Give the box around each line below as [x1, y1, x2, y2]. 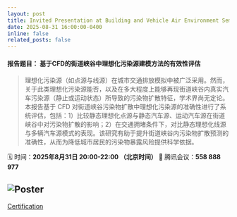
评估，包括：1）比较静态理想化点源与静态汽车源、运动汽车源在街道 [30, 111, 226, 120]
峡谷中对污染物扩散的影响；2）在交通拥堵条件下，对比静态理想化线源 [24, 120, 227, 129]
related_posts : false [7, 37, 71, 44]
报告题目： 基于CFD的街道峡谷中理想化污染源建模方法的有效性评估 [7, 59, 201, 68]
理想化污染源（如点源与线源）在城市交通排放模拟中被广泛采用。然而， [24, 76, 229, 85]
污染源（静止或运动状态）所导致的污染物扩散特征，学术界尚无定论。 [30, 94, 229, 102]
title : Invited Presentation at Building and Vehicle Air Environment [7, 17, 219, 24]
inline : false [7, 30, 49, 37]
